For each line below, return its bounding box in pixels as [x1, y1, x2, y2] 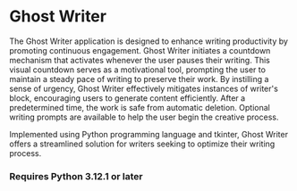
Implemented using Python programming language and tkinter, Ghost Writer [9, 129, 289, 139]
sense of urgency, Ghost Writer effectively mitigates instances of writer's [9, 83, 279, 94]
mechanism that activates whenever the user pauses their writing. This [9, 54, 270, 65]
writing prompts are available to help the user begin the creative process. [9, 112, 279, 122]
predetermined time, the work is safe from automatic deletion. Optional [9, 102, 270, 112]
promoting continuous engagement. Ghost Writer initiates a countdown [9, 45, 271, 55]
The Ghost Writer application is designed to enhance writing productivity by [9, 36, 289, 46]
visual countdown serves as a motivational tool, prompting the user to [9, 64, 267, 75]
